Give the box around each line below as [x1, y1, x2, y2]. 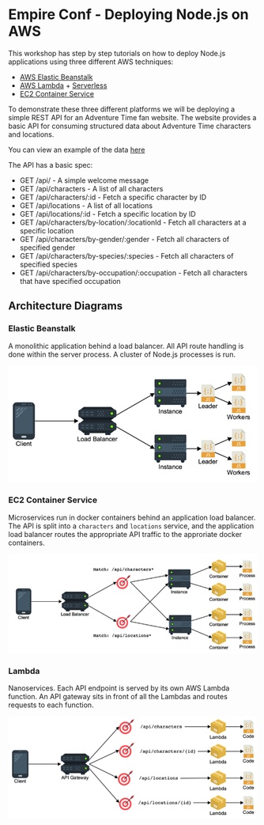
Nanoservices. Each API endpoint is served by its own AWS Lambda [8, 683, 230, 693]
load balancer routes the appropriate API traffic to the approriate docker [8, 529, 243, 539]
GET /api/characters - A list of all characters [19, 184, 164, 193]
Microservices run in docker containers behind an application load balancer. [8, 513, 256, 522]
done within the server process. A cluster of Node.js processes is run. [8, 350, 236, 359]
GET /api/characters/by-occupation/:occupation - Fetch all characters [19, 267, 247, 278]
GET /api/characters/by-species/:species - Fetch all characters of [19, 251, 234, 260]
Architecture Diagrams [8, 299, 123, 313]
